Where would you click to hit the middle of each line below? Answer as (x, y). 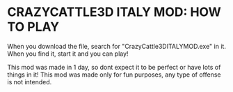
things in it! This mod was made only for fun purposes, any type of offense (114, 75)
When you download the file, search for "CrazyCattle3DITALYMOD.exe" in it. (116, 46)
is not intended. (30, 82)
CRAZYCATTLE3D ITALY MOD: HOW (114, 12)
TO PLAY (33, 27)
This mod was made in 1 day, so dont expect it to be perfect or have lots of (114, 67)
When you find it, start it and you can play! (68, 54)
